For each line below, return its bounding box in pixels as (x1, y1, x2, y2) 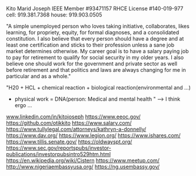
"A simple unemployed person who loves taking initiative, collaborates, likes (6, 23, 190, 29)
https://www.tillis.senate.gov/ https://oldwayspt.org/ (6, 138, 132, 145)
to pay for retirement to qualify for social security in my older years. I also (6, 54, 184, 61)
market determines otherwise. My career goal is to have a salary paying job (6, 48, 189, 55)
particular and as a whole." (6, 73, 71, 79)
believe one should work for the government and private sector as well (6, 60, 178, 67)
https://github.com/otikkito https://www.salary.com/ (6, 119, 132, 126)
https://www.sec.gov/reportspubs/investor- (6, 144, 112, 151)
